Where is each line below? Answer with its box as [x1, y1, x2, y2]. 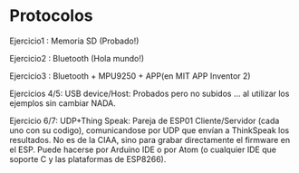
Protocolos [9, 5, 93, 26]
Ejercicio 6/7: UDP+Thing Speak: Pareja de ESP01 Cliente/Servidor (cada [9, 115, 280, 126]
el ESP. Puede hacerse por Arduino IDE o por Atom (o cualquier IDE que [9, 144, 276, 155]
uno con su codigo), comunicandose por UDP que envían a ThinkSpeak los [9, 124, 290, 136]
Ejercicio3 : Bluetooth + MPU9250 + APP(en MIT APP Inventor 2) [9, 70, 251, 82]
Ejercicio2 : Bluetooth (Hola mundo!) [9, 53, 145, 63]
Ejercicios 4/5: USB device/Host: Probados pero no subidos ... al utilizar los [9, 88, 290, 99]
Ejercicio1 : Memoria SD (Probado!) [9, 35, 140, 46]
